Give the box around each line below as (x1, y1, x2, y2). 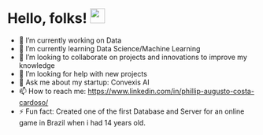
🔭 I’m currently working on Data (18, 36, 122, 45)
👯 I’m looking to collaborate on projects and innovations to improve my (18, 52, 247, 62)
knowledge (18, 60, 56, 70)
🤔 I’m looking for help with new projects (18, 69, 147, 78)
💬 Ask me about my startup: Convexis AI (18, 77, 150, 87)
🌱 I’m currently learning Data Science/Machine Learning (18, 43, 201, 53)
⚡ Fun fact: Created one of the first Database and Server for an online (18, 107, 245, 116)
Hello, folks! (7, 9, 87, 28)
